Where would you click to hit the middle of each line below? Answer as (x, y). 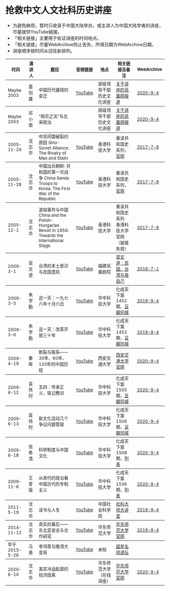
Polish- (46, 220)
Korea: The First (54, 188)
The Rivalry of (53, 153)
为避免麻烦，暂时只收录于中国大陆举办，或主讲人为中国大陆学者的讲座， (88, 25)
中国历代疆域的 (53, 90)
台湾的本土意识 (53, 266)
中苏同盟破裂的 (53, 136)
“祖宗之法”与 (51, 116)
